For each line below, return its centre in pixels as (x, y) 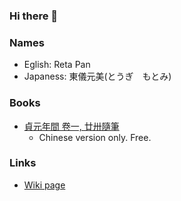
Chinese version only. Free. (95, 137)
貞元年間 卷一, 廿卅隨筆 (71, 126)
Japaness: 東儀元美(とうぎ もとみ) (97, 76)
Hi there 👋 (34, 16)
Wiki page (44, 185)
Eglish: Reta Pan (57, 65)
